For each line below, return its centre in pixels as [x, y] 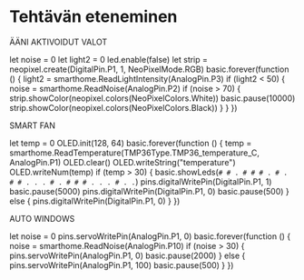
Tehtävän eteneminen [93, 17]
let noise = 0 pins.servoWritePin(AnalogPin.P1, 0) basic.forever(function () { [150, 236]
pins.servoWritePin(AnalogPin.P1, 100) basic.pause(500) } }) [122, 265]
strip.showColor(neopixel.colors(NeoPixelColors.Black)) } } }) [123, 107]
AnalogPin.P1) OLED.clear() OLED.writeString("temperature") [123, 162]
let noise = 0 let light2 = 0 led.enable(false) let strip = [109, 59]
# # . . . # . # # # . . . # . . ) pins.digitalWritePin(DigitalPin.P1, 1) [141, 181]
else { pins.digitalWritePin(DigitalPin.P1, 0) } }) [95, 201]
